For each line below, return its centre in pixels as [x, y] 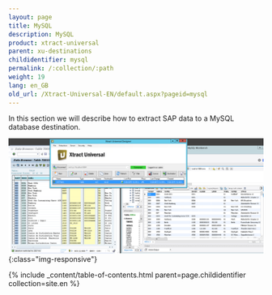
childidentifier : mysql [49, 60]
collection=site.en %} [44, 284]
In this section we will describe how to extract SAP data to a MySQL [121, 118]
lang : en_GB [28, 85]
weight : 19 [27, 77]
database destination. [45, 126]
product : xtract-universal [54, 43]
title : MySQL [30, 26]
